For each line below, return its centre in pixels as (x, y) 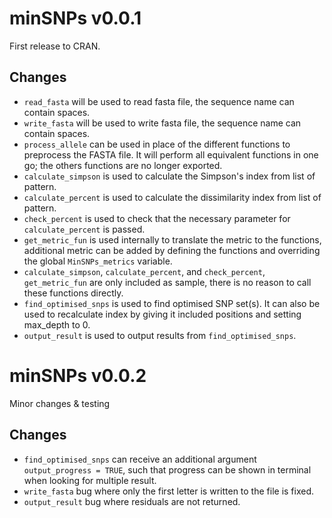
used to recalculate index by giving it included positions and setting (162, 314)
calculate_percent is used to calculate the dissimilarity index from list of (172, 197)
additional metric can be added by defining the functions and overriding (172, 250)
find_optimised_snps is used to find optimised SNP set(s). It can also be (172, 303)
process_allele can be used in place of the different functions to (157, 144)
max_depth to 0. (57, 324)
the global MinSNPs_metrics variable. (98, 261)
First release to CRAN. (55, 46)
